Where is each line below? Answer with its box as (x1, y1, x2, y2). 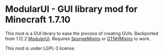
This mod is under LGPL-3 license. (5, 45, 76, 51)
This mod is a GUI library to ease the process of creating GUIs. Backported (5, 30, 159, 36)
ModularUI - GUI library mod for (5, 3, 138, 15)
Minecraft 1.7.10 (5, 14, 71, 25)
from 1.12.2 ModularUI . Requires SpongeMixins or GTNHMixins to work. (5, 36, 151, 42)
